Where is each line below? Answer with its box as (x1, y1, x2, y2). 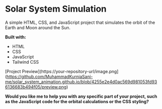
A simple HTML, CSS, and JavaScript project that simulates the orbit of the (5, 19, 155, 25)
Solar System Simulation (5, 3, 107, 15)
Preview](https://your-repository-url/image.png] (21, 68, 119, 74)
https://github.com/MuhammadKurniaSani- (6, 73, 93, 79)
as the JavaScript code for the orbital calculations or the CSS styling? (5, 98, 149, 104)
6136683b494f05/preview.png (5, 84, 67, 90)
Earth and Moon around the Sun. (5, 24, 71, 30)
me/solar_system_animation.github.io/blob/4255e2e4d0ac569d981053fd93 (5, 79, 158, 85)
